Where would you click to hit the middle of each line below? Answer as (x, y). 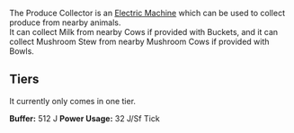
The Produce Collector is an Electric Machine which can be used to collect (147, 13)
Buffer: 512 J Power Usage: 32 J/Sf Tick (85, 118)
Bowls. (22, 51)
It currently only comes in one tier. (73, 101)
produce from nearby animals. (65, 22)
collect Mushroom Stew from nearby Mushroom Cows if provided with (139, 41)
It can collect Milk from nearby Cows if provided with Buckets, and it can (144, 32)
